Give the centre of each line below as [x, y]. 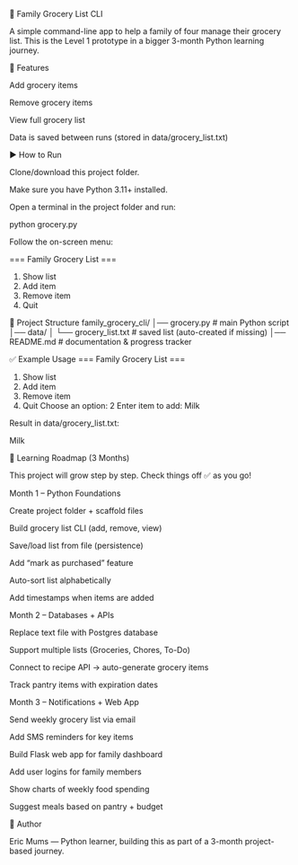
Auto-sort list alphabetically [61, 580]
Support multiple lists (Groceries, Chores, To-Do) [100, 650]
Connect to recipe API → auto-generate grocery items [109, 667]
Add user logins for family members [75, 772]
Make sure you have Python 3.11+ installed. [88, 190]
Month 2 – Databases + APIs [62, 615]
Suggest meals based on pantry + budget [86, 807]
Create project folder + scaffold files [76, 511]
